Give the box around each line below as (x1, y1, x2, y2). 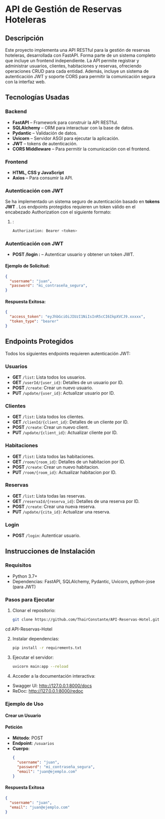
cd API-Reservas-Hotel (5, 626, 53, 632)
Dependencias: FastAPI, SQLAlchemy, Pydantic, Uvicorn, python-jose (12, 578, 155, 584)
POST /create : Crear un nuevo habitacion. (12, 464, 99, 470)
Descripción (5, 34, 44, 42)
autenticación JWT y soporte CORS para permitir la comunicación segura (5, 74, 156, 79)
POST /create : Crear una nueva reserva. (12, 504, 96, 510)
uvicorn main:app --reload (12, 664, 69, 669)
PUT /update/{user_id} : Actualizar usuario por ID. (12, 390, 115, 396)
